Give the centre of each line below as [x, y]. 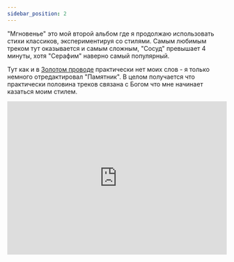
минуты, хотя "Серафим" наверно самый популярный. [88, 56]
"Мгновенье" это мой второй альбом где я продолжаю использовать [111, 33]
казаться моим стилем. [42, 91]
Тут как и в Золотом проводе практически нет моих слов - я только [109, 69]
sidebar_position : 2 [37, 14]
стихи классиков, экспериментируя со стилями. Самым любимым [107, 41]
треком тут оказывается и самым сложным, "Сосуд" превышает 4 [107, 48]
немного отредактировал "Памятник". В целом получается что [101, 77]
